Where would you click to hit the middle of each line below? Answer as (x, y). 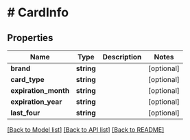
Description (122, 57)
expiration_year (36, 102)
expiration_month (40, 90)
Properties (30, 38)
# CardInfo (38, 13)
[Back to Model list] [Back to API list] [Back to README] (86, 130)
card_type (27, 80)
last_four (25, 113)
